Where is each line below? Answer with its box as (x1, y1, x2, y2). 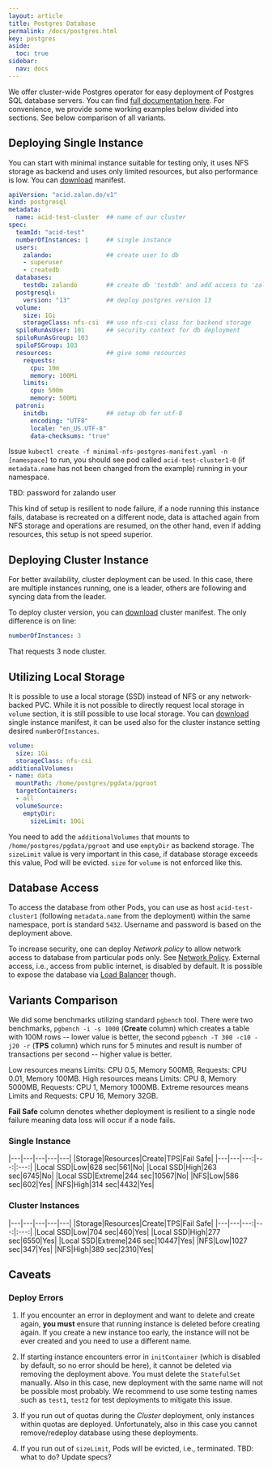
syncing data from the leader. (8, 592, 107, 602)
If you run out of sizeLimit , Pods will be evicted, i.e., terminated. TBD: (19, 1444, 254, 1454)
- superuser (23, 259, 63, 267)
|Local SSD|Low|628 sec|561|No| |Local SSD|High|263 (34, 1163, 217, 1172)
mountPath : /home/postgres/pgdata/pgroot (15, 779, 158, 787)
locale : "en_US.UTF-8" (29, 424, 107, 432)
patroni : (15, 402, 45, 410)
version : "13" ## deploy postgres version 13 (23, 296, 212, 304)
